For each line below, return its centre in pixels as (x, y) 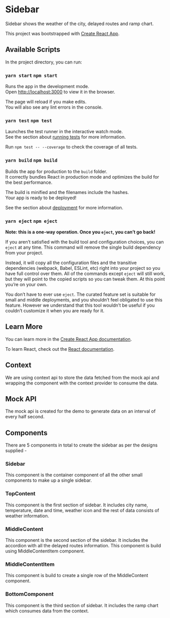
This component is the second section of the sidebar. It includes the (77, 540)
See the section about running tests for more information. (66, 137)
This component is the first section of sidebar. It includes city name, (77, 505)
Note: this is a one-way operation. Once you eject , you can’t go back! (80, 232)
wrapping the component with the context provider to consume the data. (82, 383)
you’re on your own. (26, 284)
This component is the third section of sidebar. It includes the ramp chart (82, 605)
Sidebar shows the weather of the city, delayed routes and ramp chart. (80, 24)
